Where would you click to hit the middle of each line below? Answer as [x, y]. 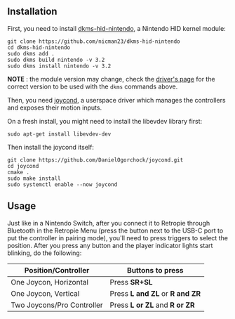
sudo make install [34, 178]
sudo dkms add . [31, 53]
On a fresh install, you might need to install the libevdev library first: [105, 121]
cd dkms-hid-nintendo [39, 47]
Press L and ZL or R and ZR [155, 293]
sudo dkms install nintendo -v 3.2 [59, 66]
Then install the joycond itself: [51, 147]
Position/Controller [57, 270]
